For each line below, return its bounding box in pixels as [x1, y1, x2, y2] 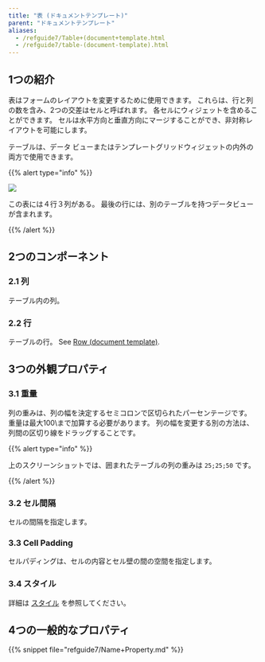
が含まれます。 [8, 208, 57, 219]
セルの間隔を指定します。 [8, 516, 92, 526]
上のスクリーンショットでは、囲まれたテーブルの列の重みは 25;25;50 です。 [8, 460, 256, 469]
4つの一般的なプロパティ [8, 623, 130, 637]
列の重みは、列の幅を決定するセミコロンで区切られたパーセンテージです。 [8, 407, 252, 418]
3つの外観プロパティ [8, 363, 109, 376]
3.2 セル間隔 [8, 497, 57, 508]
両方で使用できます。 [8, 152, 78, 162]
